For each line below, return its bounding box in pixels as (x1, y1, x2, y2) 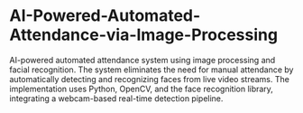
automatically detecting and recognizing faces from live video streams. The (9, 73, 290, 84)
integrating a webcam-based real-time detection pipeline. (9, 92, 224, 104)
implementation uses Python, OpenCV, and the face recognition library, (9, 83, 273, 94)
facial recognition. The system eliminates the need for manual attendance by (9, 64, 294, 75)
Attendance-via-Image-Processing (9, 24, 278, 45)
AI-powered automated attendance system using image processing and (9, 54, 276, 65)
